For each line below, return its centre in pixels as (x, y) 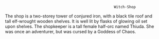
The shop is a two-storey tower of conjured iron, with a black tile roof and (79, 16)
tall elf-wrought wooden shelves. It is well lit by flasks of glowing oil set (76, 21)
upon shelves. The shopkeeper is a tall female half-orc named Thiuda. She (79, 26)
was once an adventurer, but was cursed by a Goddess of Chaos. (71, 31)
